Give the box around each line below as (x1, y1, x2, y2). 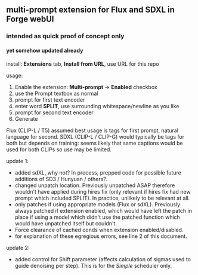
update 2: (6, 244, 30, 251)
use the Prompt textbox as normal (14, 90, 98, 97)
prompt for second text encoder (14, 109, 94, 116)
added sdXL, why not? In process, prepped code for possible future (14, 169, 182, 176)
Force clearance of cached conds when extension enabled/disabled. (14, 226, 184, 233)
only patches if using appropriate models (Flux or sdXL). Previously (14, 200, 181, 208)
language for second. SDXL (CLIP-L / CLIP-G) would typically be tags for (6, 133, 185, 140)
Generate (14, 115, 38, 122)
